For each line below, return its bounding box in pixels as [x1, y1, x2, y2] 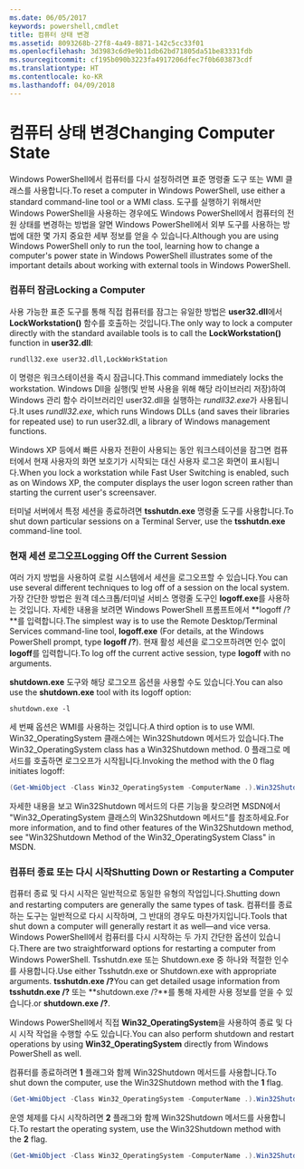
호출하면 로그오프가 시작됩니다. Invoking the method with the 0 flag [33, 756, 275, 767]
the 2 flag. [9, 1134, 48, 1145]
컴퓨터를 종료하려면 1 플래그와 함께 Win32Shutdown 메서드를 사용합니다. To [9, 1067, 278, 1078]
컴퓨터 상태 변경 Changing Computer [9, 122, 276, 143]
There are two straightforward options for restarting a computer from [18, 943, 276, 954]
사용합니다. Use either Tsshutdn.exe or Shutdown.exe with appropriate [18, 966, 278, 977]
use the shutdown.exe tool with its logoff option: [9, 687, 192, 698]
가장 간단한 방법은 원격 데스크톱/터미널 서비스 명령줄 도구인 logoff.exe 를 [9, 593, 266, 604]
